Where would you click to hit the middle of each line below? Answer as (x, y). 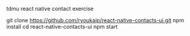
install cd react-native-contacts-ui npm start (62, 27)
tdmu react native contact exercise (50, 9)
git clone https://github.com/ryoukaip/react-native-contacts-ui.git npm (95, 20)
